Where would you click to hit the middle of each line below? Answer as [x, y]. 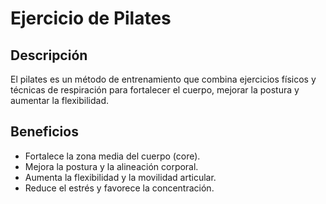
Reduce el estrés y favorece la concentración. [119, 188]
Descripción [49, 55]
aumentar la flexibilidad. [59, 100]
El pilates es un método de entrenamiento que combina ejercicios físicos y [163, 79]
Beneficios [44, 132]
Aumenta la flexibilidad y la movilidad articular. [120, 177]
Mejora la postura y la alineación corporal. [111, 166]
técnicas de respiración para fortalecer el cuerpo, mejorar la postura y [155, 90]
